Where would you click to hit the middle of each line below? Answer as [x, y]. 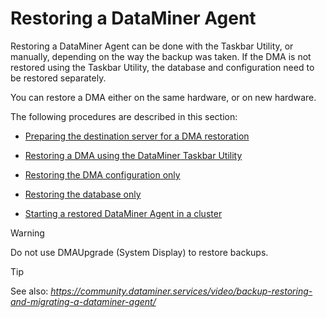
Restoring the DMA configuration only [102, 174]
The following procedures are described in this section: [124, 116]
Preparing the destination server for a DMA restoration [137, 136]
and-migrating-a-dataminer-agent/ [83, 301]
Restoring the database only [83, 194]
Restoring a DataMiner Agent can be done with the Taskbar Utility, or [152, 46]
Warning [27, 233]
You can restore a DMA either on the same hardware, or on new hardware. [163, 97]
